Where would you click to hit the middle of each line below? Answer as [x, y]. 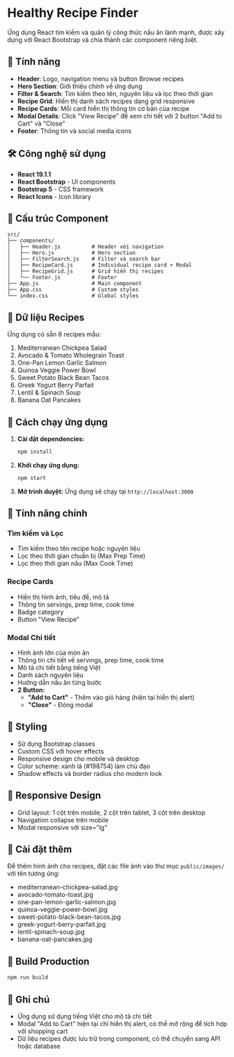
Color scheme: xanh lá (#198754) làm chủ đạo [83, 766]
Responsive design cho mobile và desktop [78, 758]
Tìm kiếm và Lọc [36, 533]
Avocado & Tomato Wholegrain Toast [71, 355]
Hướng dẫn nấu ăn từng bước [59, 683]
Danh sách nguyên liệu [50, 675]
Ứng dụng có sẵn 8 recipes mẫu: [54, 334]
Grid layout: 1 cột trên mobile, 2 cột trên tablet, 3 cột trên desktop [111, 812]
